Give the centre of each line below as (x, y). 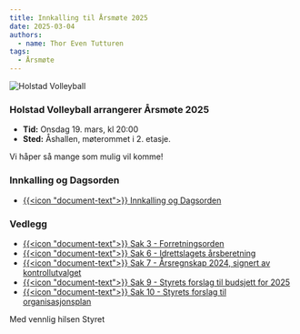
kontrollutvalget (52, 272)
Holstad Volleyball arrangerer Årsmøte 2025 (110, 109)
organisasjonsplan (57, 301)
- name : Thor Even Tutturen (71, 43)
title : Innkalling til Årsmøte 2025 (79, 18)
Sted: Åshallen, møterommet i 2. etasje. (96, 139)
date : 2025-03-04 (42, 26)
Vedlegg (29, 224)
